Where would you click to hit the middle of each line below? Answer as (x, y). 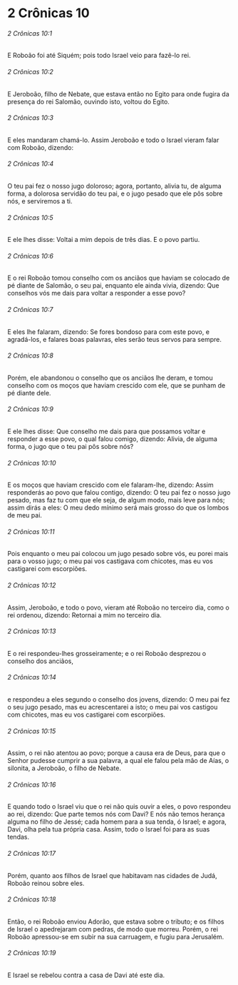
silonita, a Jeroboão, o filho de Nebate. (64, 768)
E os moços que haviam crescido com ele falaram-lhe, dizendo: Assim (110, 485)
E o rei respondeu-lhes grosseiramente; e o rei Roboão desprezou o (107, 653)
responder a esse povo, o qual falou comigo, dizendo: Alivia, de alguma (112, 439)
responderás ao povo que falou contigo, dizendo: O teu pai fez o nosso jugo (119, 492)
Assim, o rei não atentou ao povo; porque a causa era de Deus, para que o (117, 753)
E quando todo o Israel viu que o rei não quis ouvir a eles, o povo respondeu (119, 807)
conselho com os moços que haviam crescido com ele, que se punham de (117, 385)
